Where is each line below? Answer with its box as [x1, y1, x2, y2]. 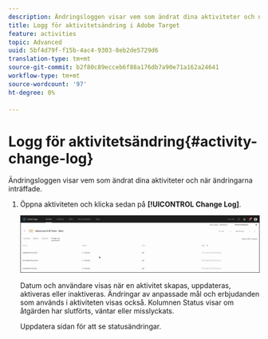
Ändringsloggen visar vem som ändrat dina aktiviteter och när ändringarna [8, 175, 253, 185]
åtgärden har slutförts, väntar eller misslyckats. [19, 305, 175, 315]
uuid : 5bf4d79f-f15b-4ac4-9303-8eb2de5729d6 [8, 46, 159, 55]
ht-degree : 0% [8, 89, 56, 97]
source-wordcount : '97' [8, 80, 88, 88]
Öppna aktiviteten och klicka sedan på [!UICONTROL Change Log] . [19, 199, 242, 209]
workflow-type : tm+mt [8, 72, 81, 80]
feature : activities [8, 30, 77, 37]
